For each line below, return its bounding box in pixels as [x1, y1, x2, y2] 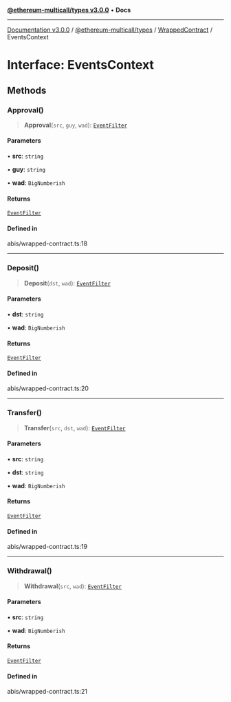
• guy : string [7, 166, 46, 174]
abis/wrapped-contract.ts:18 [7, 239, 88, 248]
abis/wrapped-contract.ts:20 [7, 384, 89, 392]
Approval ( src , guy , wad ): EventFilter [23, 121, 128, 129]
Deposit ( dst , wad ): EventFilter [23, 279, 111, 287]
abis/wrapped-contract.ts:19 [7, 543, 88, 551]
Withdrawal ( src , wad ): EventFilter [23, 582, 122, 590]
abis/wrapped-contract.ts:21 [7, 688, 88, 696]
